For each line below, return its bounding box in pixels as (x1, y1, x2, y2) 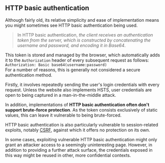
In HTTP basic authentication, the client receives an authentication (17, 32, 153, 38)
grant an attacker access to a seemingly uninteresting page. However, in (5, 142, 152, 148)
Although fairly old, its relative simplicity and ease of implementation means (5, 17, 160, 23)
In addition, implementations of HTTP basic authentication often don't (5, 101, 150, 108)
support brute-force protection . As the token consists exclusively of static (5, 107, 158, 113)
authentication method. (5, 72, 53, 78)
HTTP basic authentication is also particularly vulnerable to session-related (5, 122, 159, 127)
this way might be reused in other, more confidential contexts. (5, 152, 131, 158)
